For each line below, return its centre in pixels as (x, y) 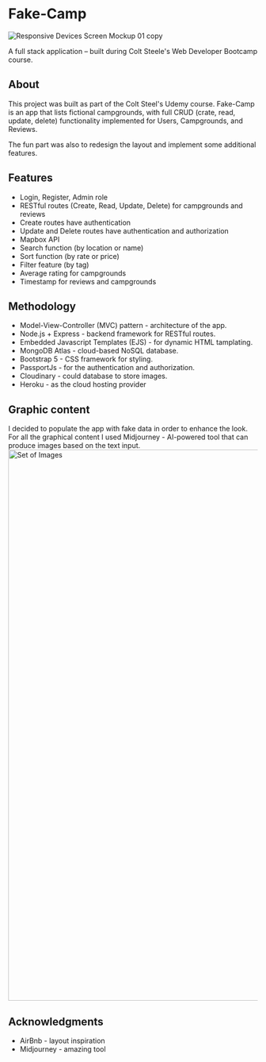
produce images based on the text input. (74, 446)
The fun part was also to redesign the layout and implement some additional (132, 145)
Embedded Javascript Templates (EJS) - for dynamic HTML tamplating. (136, 342)
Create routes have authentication (75, 222)
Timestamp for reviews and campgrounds (88, 281)
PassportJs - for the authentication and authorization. (107, 368)
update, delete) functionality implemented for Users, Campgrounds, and (126, 121)
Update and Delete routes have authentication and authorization (124, 230)
